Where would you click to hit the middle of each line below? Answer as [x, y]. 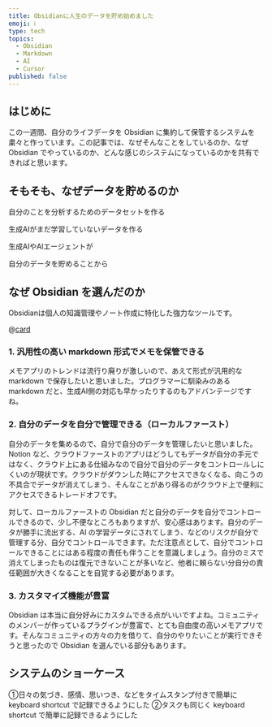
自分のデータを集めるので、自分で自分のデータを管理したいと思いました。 [133, 444]
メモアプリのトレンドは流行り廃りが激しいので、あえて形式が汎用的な [125, 371]
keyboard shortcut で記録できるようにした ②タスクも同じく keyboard [127, 704]
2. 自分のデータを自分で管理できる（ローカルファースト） [121, 425]
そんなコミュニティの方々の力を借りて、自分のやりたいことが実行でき [139, 635]
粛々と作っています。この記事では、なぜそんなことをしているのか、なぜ [129, 142]
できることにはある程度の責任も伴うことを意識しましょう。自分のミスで [143, 552]
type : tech [27, 31]
